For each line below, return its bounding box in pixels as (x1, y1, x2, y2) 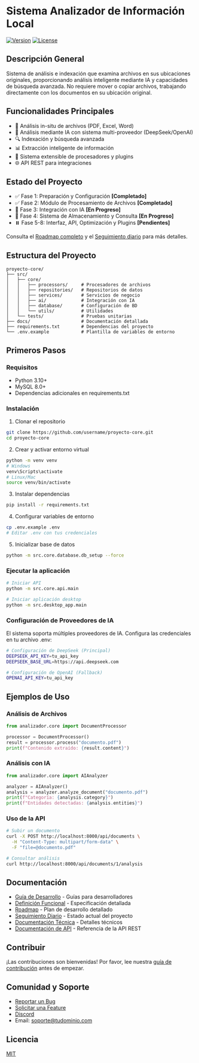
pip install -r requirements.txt (6, 502, 90, 508)
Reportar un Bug (14, 998, 56, 1005)
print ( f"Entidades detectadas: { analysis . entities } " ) (6, 800, 143, 807)
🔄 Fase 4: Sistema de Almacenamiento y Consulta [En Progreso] (14, 212, 174, 219)
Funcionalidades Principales (6, 106, 114, 117)
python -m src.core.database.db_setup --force (6, 552, 124, 558)
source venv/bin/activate (6, 479, 71, 485)
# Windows (6, 463, 31, 469)
